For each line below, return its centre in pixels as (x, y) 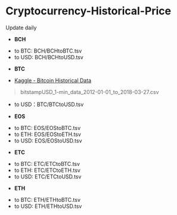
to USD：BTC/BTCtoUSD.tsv (49, 104)
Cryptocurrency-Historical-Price (88, 11)
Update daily (21, 28)
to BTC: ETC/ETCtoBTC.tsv (47, 163)
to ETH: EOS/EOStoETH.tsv (48, 134)
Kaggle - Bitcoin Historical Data (53, 80)
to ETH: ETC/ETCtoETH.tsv (47, 170)
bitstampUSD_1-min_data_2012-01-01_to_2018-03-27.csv (89, 92)
